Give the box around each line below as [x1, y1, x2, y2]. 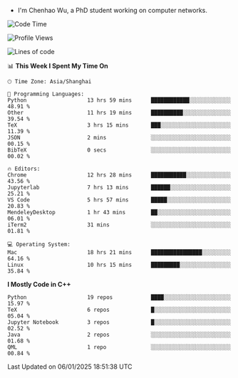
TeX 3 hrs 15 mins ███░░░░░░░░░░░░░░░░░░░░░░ [7, 122, 232, 129]
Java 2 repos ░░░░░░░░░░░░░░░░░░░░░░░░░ [7, 331, 232, 338]
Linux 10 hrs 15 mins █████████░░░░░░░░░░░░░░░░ [7, 261, 232, 268]
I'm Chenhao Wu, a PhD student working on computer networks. [17, 6, 208, 14]
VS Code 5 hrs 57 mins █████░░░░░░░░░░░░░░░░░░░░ [7, 196, 232, 204]
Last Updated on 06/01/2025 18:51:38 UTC [7, 362, 133, 371]
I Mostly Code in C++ [7, 280, 71, 288]
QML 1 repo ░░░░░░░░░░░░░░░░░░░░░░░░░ [7, 344, 232, 351]
